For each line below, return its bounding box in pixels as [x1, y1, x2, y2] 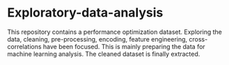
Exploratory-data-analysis [7, 5, 164, 21]
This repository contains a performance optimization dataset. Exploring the [7, 28, 223, 36]
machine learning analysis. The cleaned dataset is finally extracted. [7, 50, 200, 58]
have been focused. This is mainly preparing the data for [42, 42, 205, 50]
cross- [189, 35, 208, 43]
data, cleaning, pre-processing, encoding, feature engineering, [7, 35, 188, 43]
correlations [7, 42, 42, 50]
